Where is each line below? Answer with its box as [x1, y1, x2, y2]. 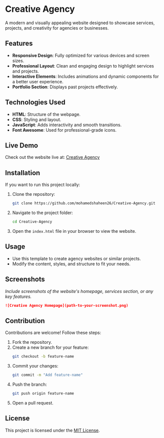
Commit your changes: [12, 363, 58, 369]
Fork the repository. [12, 339, 53, 345]
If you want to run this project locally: [5, 182, 80, 188]
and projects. [12, 68, 39, 74]
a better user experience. [12, 78, 64, 84]
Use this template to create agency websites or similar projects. [12, 255, 141, 261]
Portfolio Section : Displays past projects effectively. [12, 84, 118, 90]
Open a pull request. [12, 400, 54, 405]
